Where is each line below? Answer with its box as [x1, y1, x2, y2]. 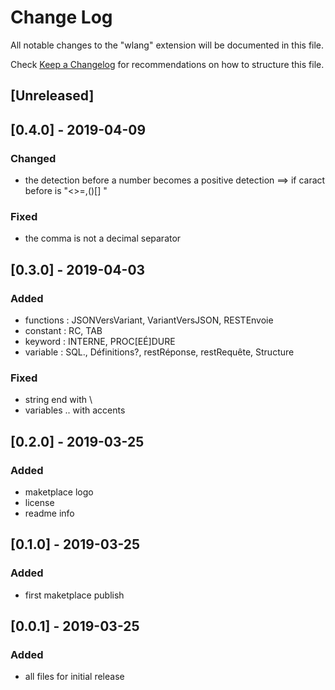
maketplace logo [24, 486, 94, 498]
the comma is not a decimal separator [24, 232, 182, 245]
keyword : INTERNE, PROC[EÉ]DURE [24, 336, 176, 347]
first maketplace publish [24, 589, 125, 601]
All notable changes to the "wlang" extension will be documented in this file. [10, 39, 325, 51]
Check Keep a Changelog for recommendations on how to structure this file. [10, 58, 325, 70]
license [24, 496, 55, 508]
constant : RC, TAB [24, 325, 103, 336]
